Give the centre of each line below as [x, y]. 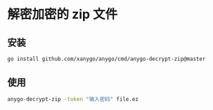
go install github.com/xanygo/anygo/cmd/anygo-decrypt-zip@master [106, 59]
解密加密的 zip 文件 [63, 14]
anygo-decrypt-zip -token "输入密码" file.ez [73, 99]
